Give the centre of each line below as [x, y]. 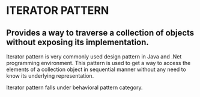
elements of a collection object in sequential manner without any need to [96, 69]
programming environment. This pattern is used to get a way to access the [98, 63]
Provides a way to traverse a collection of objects [100, 33]
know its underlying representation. [50, 76]
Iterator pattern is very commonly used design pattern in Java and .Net [94, 57]
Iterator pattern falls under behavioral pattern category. [74, 87]
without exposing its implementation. [77, 42]
